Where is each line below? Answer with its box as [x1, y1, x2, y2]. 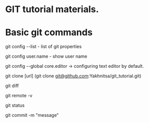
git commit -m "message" [5, 112, 59, 118]
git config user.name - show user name [5, 53, 88, 59]
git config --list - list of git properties [5, 44, 82, 50]
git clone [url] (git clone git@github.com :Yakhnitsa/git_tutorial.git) [5, 73, 142, 79]
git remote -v [5, 93, 33, 99]
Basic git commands [5, 27, 93, 38]
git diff [5, 83, 19, 89]
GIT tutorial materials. [5, 4, 99, 15]
